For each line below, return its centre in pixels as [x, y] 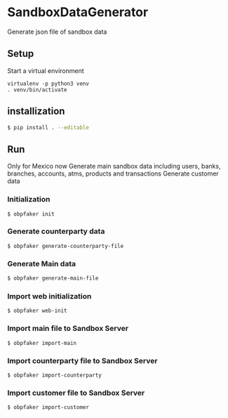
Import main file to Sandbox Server [68, 329]
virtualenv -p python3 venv [48, 84]
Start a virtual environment [46, 70]
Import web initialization [49, 296]
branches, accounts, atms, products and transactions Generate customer [113, 174]
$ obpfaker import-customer [48, 407]
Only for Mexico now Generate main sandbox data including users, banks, [114, 166]
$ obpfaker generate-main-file [53, 278]
